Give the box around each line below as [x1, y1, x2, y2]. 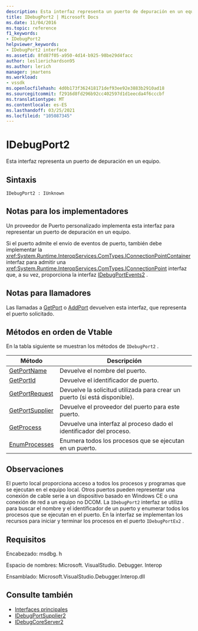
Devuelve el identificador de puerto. [60, 376, 159, 384]
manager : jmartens [6, 69, 51, 75]
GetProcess [9, 423, 42, 432]
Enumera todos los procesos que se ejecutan [60, 437, 184, 445]
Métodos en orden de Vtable [6, 327, 113, 337]
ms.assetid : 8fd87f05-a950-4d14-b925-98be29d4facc [6, 52, 133, 58]
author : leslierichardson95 [6, 58, 75, 64]
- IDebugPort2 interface [6, 47, 67, 53]
